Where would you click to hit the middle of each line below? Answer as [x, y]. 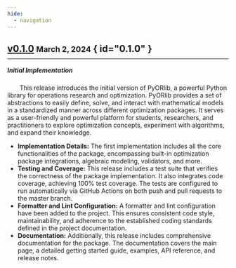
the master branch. [45, 199]
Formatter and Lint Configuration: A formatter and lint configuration [117, 206]
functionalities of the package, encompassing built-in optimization [113, 154]
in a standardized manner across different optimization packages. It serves [116, 110]
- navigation [33, 20]
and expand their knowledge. [50, 133]
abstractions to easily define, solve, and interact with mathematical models [116, 103]
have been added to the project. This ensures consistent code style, [116, 213]
